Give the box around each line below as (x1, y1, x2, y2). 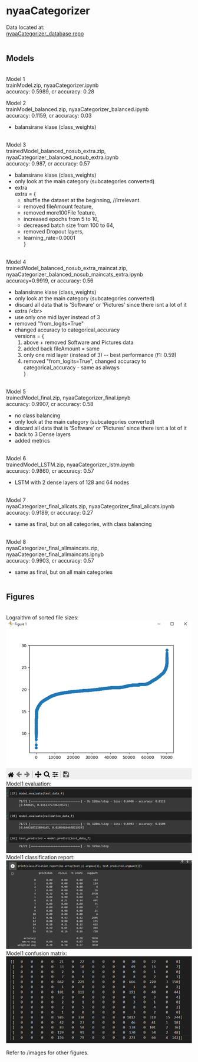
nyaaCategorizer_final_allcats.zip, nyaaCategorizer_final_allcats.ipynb (6, 502, 175, 509)
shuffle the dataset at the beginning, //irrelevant (23, 196, 140, 203)
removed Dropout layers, (23, 228, 84, 235)
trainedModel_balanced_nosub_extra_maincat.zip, (6, 264, 128, 271)
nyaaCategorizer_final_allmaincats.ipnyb (6, 551, 104, 558)
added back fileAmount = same (23, 345, 100, 352)
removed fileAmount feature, (23, 203, 93, 210)
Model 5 (6, 388, 27, 395)
